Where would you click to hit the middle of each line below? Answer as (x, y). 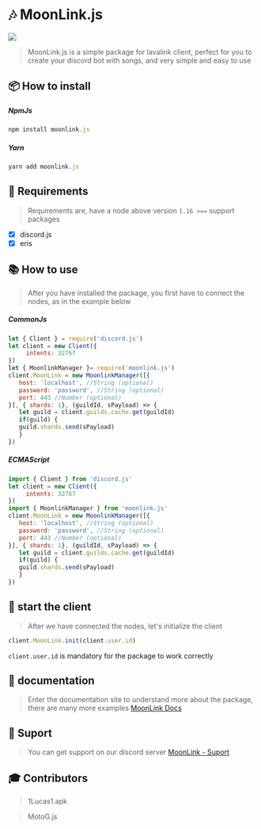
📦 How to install (49, 86)
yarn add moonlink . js (44, 167)
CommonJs (28, 320)
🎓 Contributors (48, 778)
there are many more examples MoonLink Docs (104, 708)
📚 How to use (43, 270)
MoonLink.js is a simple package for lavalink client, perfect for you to (140, 52)
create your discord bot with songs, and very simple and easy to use (139, 60)
